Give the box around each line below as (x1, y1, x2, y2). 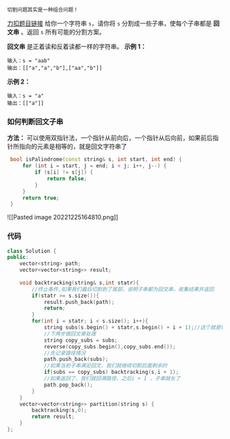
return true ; (22, 194, 60, 201)
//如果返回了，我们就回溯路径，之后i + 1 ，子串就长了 (43, 375, 181, 382)
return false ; (47, 175, 88, 182)
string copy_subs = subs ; (43, 337, 118, 344)
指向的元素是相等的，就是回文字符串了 (18, 143, 127, 151)
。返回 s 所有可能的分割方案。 (20, 28, 105, 36)
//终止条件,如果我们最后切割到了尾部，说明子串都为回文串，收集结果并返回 (31, 285, 214, 293)
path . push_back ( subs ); (43, 356, 109, 363)
